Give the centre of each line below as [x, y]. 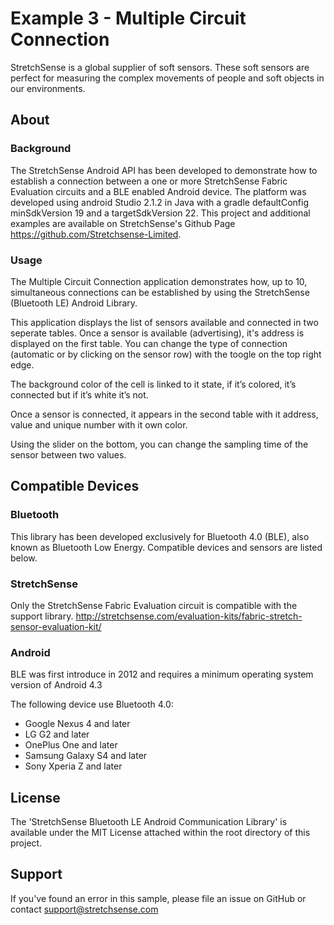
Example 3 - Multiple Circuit [128, 18]
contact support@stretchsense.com [84, 909]
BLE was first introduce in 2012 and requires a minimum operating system [162, 674]
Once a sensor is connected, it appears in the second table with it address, [164, 414]
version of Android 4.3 [56, 685]
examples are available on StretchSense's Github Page [123, 223]
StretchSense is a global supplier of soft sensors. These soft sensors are [160, 67]
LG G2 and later [57, 734]
